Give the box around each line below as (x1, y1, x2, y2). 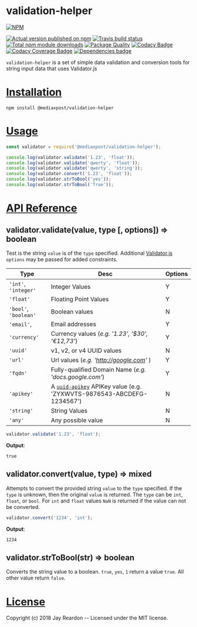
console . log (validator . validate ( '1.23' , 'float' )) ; (6, 154, 135, 160)
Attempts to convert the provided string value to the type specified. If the (6, 484, 182, 491)
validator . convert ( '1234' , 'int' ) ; (6, 515, 93, 521)
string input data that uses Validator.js (6, 65, 97, 72)
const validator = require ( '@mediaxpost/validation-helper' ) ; (6, 144, 161, 150)
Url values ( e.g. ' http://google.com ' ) (50, 356, 151, 364)
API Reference (6, 201, 77, 215)
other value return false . (6, 574, 66, 582)
